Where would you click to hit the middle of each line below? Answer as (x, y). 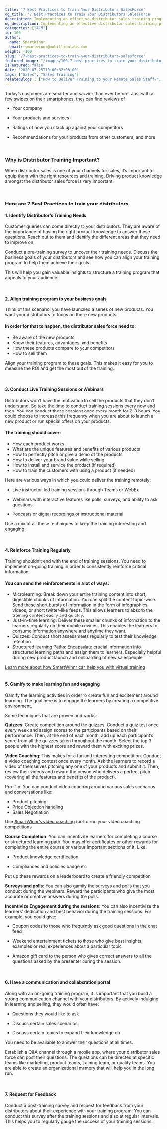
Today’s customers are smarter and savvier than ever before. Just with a (79, 93)
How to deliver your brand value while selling (58, 460)
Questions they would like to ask (45, 1014)
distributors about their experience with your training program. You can (78, 1111)
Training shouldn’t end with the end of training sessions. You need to (76, 561)
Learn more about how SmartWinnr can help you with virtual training (75, 667)
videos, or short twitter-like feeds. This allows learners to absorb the (83, 610)
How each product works (38, 444)
